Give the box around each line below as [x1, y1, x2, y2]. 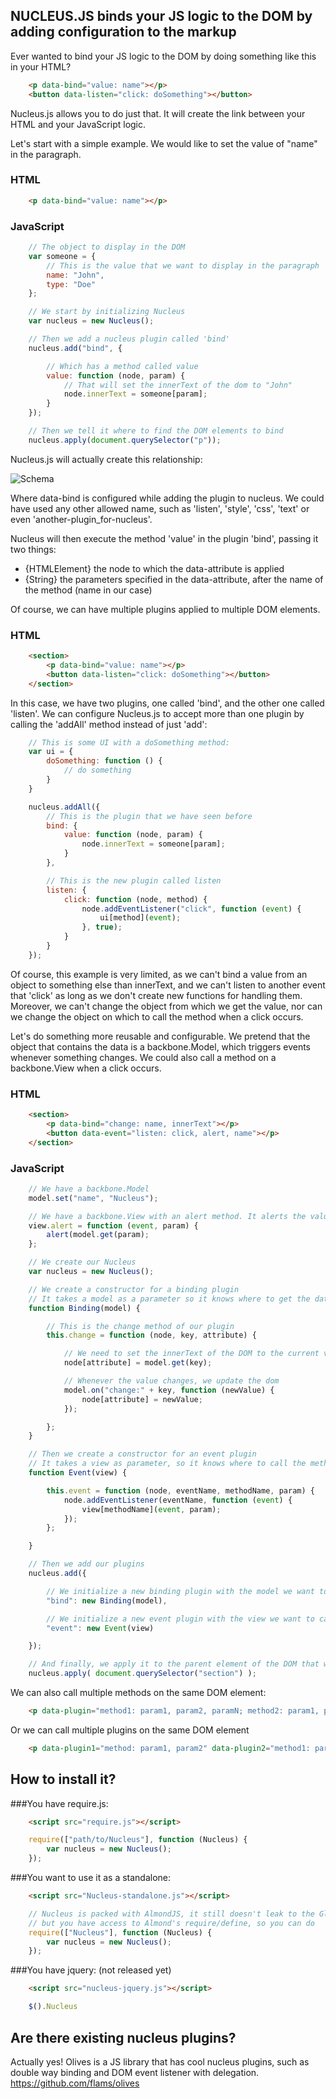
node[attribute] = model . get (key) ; [63, 1358, 213, 1368]
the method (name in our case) [24, 584, 153, 596]
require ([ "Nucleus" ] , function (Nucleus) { [28, 1927, 213, 1938]
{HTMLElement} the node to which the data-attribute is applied [24, 562, 285, 574]
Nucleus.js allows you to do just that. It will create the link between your [10, 107, 306, 119]
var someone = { [28, 251, 97, 261]
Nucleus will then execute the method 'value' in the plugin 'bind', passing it [10, 532, 319, 544]
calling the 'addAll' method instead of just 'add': [10, 718, 208, 730]
